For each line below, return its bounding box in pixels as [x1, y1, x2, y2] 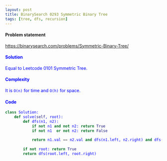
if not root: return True [23, 147, 77, 152]
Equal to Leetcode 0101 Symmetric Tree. [5, 65, 88, 71]
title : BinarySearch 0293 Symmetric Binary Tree [5, 12, 108, 17]
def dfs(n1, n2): [23, 119, 59, 124]
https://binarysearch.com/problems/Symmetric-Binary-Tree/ [5, 43, 129, 49]
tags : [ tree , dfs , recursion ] [5, 16, 68, 21]
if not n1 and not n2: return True [31, 123, 106, 129]
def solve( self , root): [14, 114, 64, 119]
